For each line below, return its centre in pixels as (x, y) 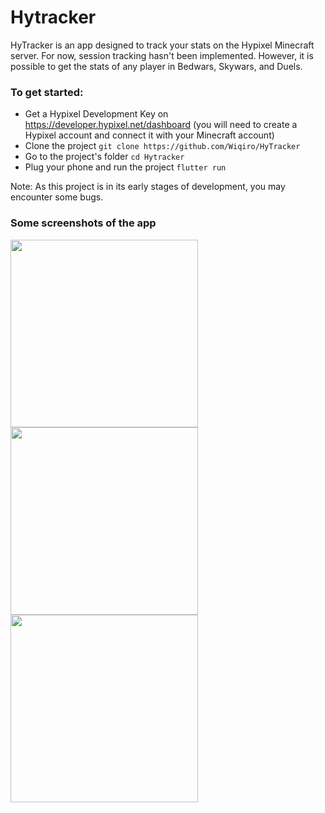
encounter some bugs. (57, 197)
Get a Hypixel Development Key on (96, 114)
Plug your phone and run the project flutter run (125, 167)
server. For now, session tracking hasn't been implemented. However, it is (162, 55)
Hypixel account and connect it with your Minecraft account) (149, 135)
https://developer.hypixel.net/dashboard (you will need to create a (161, 125)
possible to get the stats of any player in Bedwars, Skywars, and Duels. (156, 66)
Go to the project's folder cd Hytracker (104, 157)
